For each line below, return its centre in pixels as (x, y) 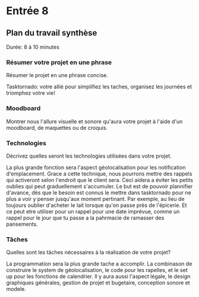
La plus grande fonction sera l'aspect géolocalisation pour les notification (96, 167)
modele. (16, 289)
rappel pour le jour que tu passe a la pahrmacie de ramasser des (85, 218)
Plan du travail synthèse (52, 33)
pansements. (22, 224)
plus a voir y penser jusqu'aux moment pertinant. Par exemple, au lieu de (96, 199)
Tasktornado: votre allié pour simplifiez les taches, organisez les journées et (99, 87)
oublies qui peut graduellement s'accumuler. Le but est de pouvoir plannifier (99, 186)
